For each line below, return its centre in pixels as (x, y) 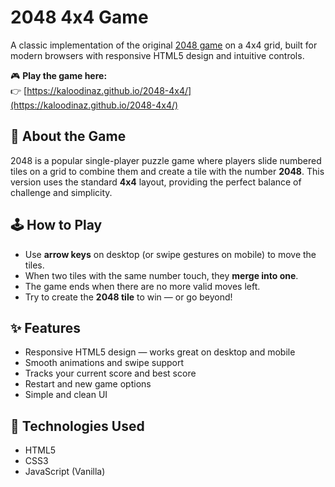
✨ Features (45, 327)
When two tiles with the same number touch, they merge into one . (161, 275)
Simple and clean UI (66, 395)
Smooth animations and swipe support (104, 363)
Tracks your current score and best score (110, 373)
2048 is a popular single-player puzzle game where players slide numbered (166, 160)
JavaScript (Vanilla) (65, 472)
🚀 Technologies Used (77, 426)
